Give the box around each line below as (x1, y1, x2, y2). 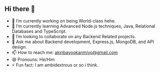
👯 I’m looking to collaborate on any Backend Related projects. (11, 33, 136, 39)
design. (11, 44, 27, 49)
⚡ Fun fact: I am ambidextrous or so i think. (11, 62, 99, 68)
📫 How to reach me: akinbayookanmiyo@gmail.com (11, 49, 118, 55)
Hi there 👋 (4, 5, 35, 13)
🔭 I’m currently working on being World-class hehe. (11, 18, 116, 24)
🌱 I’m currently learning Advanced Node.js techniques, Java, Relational (11, 23, 156, 29)
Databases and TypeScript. (11, 28, 67, 34)
